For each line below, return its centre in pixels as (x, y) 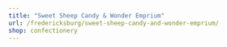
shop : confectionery (43, 30)
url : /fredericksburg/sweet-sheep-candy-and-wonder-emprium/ (114, 23)
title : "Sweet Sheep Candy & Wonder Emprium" (86, 16)
